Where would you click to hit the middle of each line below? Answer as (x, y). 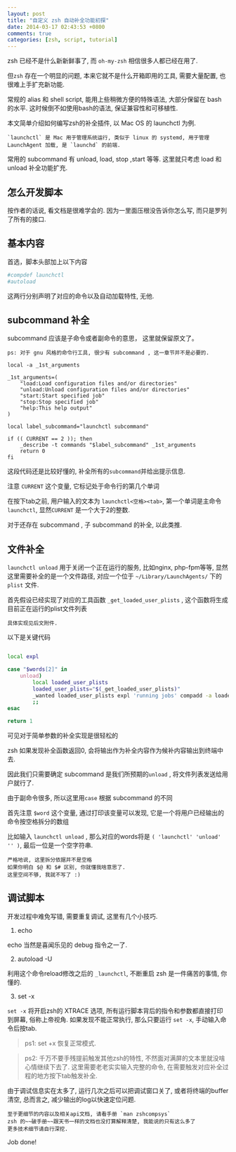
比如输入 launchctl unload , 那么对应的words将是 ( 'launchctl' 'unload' (114, 836)
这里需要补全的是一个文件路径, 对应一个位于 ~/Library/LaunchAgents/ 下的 (115, 576)
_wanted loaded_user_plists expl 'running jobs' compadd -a (122, 695)
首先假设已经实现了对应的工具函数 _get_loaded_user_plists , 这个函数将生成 (118, 600)
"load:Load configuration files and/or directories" (99, 384)
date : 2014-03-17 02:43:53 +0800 (56, 27)
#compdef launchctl (36, 275)
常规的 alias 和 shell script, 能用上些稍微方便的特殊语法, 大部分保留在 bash (114, 100)
